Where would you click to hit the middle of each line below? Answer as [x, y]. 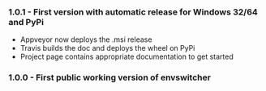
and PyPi [26, 22]
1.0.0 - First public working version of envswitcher [109, 77]
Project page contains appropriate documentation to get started [127, 57]
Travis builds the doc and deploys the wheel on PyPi [107, 48]
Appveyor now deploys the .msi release [86, 39]
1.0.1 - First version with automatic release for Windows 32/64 [133, 12]
